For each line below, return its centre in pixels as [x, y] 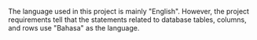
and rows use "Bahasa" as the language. [74, 28]
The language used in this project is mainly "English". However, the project [129, 11]
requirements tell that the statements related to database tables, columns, [127, 20]
